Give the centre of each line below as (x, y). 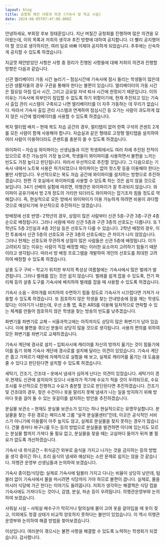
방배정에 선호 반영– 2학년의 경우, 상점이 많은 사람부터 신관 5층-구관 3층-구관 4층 (82, 216)
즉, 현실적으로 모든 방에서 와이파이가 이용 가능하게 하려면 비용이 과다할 (91, 199)
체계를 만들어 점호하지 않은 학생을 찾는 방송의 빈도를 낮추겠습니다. (73, 311)
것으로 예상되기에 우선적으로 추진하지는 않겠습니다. (54, 205)
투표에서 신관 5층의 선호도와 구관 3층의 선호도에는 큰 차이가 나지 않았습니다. (83, 234)
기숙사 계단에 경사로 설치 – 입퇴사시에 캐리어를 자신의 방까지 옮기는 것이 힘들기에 (82, 345)
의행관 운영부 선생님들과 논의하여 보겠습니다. (54, 462)
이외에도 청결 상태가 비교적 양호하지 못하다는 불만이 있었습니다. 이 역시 (79, 514)
